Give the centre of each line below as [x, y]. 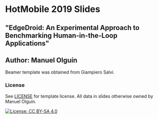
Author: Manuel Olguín [41, 60]
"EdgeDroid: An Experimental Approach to [72, 28]
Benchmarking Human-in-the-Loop [61, 35]
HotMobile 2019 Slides [53, 9]
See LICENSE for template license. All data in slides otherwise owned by [79, 96]
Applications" [27, 43]
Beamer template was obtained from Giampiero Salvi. [60, 72]
